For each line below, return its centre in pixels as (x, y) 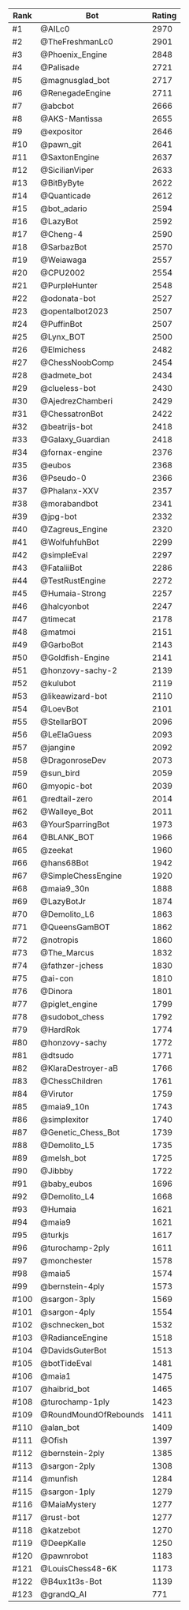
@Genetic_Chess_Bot (80, 1132)
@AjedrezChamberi (76, 401)
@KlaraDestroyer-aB (79, 1068)
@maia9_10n (65, 1107)
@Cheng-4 (62, 234)
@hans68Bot (65, 863)
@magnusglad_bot (75, 80)
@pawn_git (61, 144)
